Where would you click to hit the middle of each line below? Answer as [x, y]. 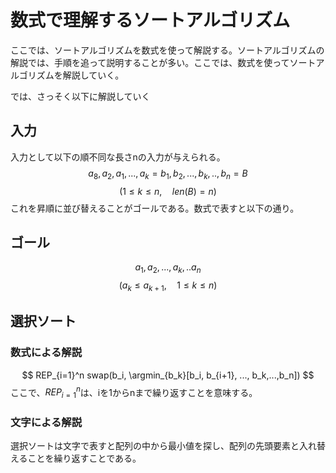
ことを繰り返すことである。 [84, 458]
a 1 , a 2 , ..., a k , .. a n [168, 268]
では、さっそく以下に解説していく [80, 96]
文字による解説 [46, 423]
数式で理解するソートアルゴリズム [150, 20]
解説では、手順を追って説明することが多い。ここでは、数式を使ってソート [163, 62]
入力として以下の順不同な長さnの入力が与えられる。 [118, 157]
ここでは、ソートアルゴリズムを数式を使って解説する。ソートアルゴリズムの [167, 50]
